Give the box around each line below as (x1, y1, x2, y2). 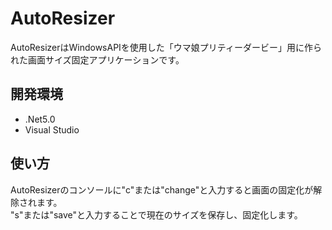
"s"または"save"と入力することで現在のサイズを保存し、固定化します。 (10, 208, 303, 221)
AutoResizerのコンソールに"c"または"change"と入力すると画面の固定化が (10, 183, 314, 196)
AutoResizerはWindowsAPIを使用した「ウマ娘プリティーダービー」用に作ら (10, 41, 323, 53)
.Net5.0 (24, 113, 56, 125)
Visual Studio (24, 123, 80, 136)
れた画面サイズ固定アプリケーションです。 (10, 53, 185, 66)
